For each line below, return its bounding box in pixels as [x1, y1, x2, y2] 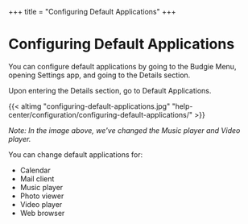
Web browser [19, 208, 65, 218]
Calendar [19, 165, 51, 175]
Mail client [19, 173, 55, 184]
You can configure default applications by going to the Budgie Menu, [8, 61, 237, 71]
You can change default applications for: [8, 149, 143, 160]
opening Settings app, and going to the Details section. [8, 70, 191, 80]
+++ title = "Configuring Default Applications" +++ [8, 7, 176, 16]
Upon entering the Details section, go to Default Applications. [8, 85, 212, 95]
